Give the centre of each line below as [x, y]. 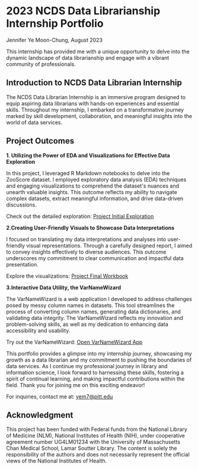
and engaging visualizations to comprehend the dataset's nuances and [93, 186]
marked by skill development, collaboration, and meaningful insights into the [99, 116]
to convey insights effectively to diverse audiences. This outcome [86, 252]
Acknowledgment [40, 415]
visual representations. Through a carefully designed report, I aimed [109, 245]
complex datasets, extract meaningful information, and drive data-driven [95, 198]
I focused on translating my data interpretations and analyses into [86, 239]
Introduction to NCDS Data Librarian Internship [94, 83]
